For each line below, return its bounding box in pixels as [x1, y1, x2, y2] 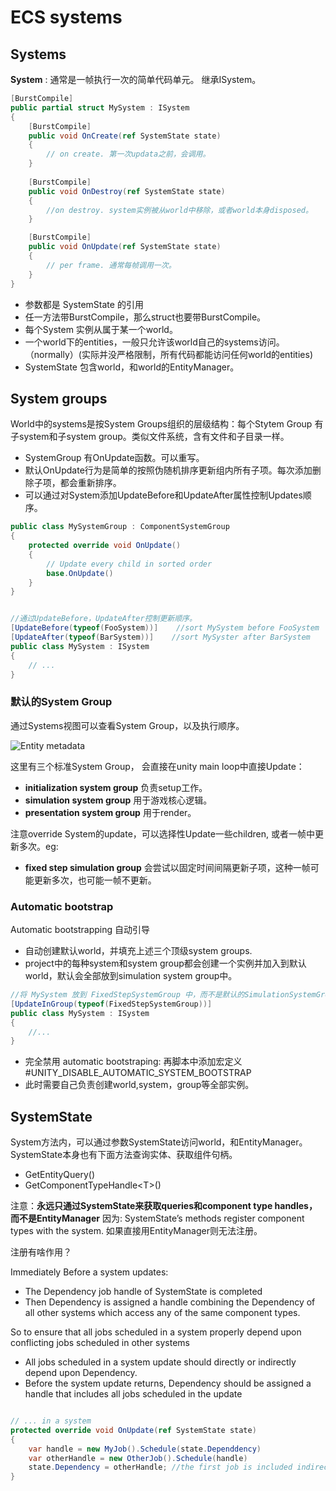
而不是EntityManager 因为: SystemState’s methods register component [10, 1212, 305, 1225]
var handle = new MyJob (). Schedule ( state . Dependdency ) [28, 1444, 262, 1454]
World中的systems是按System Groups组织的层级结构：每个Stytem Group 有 [10, 418, 324, 430]
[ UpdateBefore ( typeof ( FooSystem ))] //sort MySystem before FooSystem [10, 623, 320, 633]
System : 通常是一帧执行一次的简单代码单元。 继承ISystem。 [10, 74, 262, 85]
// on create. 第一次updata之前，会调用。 [46, 149, 211, 160]
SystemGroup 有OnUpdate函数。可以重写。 [24, 452, 205, 464]
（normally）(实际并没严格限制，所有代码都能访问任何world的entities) [24, 348, 313, 360]
